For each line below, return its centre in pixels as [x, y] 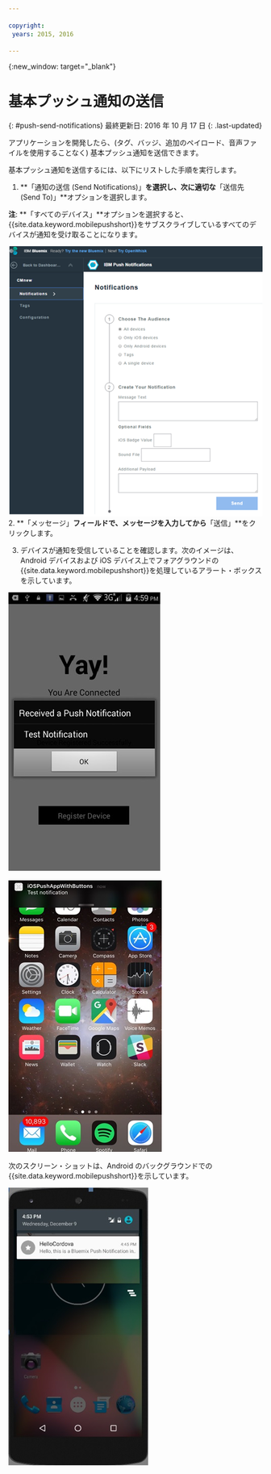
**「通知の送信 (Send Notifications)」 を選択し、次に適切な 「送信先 [132, 187]
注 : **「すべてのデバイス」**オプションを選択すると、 [98, 215]
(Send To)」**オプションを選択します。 [85, 197]
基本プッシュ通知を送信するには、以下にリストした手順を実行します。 [125, 170]
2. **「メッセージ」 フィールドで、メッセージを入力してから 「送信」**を [129, 523]
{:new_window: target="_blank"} [63, 67]
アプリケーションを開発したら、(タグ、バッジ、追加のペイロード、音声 [126, 143]
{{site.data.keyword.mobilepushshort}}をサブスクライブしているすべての [129, 224]
